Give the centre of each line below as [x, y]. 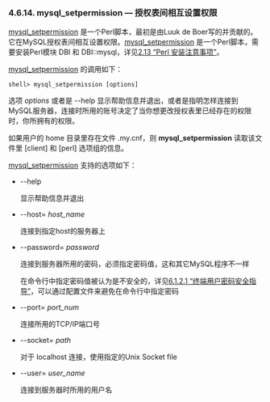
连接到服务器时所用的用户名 [66, 390]
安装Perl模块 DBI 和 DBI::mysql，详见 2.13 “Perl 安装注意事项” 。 [119, 52]
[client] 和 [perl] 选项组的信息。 [76, 148]
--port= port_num [49, 307]
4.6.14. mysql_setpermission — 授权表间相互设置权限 [113, 12]
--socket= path [45, 341]
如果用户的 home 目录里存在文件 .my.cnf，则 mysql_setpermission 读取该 [132, 138]
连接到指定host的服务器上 [63, 231]
